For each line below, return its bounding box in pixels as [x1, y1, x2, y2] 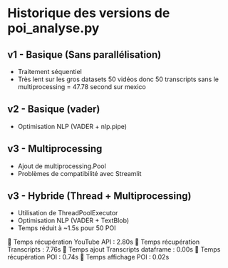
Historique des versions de [7, 5, 170, 21]
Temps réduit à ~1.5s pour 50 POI [17, 224, 116, 232]
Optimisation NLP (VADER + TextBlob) [17, 216, 130, 225]
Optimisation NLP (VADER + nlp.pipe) [17, 122, 127, 130]
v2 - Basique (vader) [7, 103, 100, 115]
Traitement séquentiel [17, 68, 82, 76]
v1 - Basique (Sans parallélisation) [7, 48, 162, 61]
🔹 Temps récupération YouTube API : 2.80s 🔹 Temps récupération [7, 237, 200, 247]
